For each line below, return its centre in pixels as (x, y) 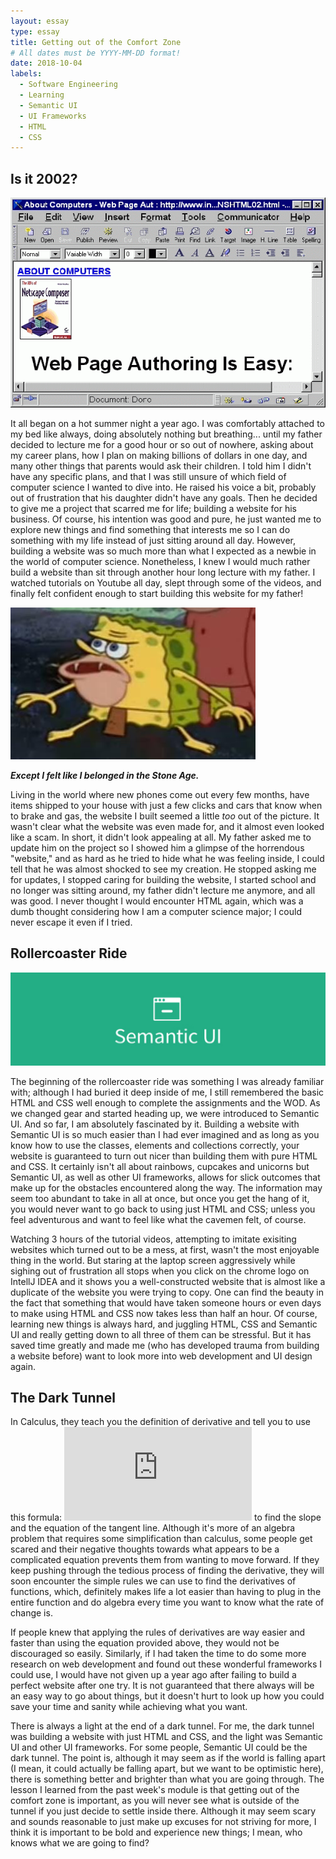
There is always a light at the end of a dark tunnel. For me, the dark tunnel (162, 1726)
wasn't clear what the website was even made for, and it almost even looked (167, 827)
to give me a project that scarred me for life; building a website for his (154, 509)
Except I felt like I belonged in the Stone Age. (105, 776)
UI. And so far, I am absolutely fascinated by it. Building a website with (155, 1124)
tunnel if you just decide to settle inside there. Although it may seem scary (163, 1811)
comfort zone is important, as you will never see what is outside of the (155, 1801)
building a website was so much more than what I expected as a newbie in (163, 551)
